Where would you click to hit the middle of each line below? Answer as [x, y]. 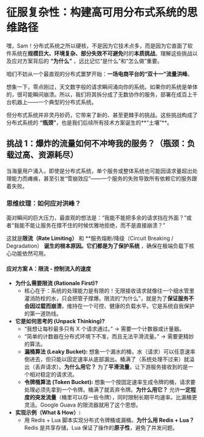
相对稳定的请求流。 [53, 374]
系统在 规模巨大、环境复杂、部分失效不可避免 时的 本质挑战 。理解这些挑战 [102, 53]
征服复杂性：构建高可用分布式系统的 [97, 12]
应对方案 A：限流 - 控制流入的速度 [49, 268]
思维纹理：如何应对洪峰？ [44, 203]
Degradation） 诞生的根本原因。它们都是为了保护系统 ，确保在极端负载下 [98, 246]
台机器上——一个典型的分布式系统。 [52, 102]
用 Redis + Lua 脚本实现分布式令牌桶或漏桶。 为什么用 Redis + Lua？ [109, 420]
